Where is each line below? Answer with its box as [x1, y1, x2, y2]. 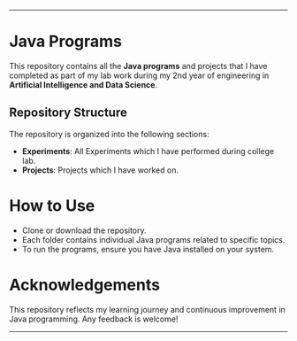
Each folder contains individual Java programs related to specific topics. [21, 234, 286, 244]
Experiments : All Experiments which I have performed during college [21, 145, 275, 156]
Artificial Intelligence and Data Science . [9, 79, 157, 89]
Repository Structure [9, 105, 128, 120]
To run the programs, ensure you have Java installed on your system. [21, 244, 275, 254]
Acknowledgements [9, 275, 161, 295]
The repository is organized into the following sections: [9, 128, 209, 139]
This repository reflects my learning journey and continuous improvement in [9, 304, 286, 314]
